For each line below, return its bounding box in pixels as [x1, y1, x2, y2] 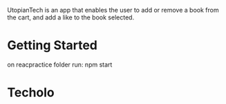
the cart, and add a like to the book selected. [7, 13, 135, 21]
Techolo [7, 85, 55, 101]
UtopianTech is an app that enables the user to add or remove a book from [7, 6, 219, 14]
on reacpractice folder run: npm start [7, 60, 113, 69]
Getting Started [7, 37, 98, 53]
